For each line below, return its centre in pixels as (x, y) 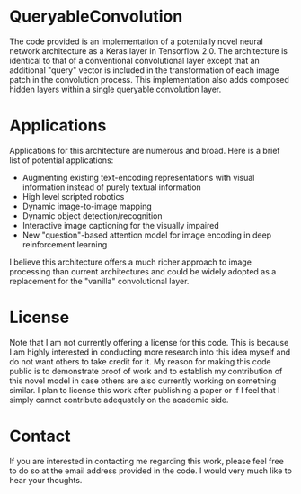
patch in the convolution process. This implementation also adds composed (150, 79)
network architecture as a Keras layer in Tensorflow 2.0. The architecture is (148, 50)
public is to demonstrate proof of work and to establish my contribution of (146, 371)
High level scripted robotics (73, 196)
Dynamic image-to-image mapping (87, 206)
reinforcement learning (65, 244)
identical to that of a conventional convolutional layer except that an (135, 60)
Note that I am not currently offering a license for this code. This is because (149, 342)
